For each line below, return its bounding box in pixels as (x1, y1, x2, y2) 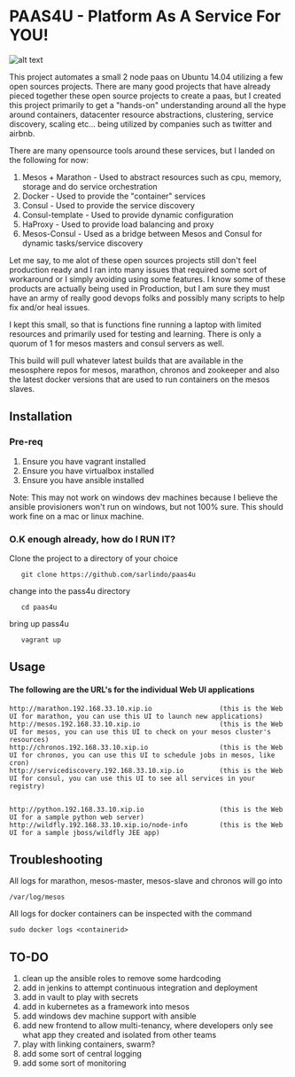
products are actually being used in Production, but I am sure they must (9, 283, 270, 293)
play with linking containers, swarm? (21, 1039, 156, 1050)
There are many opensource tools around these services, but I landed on (9, 144, 276, 156)
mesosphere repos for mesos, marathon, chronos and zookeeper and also (9, 364, 280, 375)
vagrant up (20, 636, 62, 644)
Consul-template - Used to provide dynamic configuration (21, 209, 234, 220)
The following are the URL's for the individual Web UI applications (9, 684, 255, 695)
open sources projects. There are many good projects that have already (9, 81, 271, 91)
